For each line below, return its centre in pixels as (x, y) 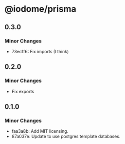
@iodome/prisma (40, 9)
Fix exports (23, 91)
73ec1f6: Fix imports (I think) (40, 51)
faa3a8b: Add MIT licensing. (40, 131)
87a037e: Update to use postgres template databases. (66, 136)
